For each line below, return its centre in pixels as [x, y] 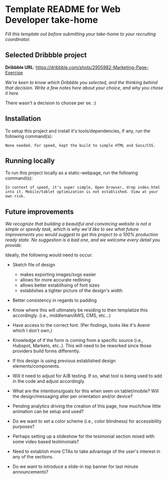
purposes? [24, 427]
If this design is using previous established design [64, 361]
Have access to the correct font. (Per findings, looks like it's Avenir [81, 325]
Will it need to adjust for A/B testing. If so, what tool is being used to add [87, 376]
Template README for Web [63, 9]
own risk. [16, 196]
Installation [23, 119]
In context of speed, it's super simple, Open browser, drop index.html [83, 187]
